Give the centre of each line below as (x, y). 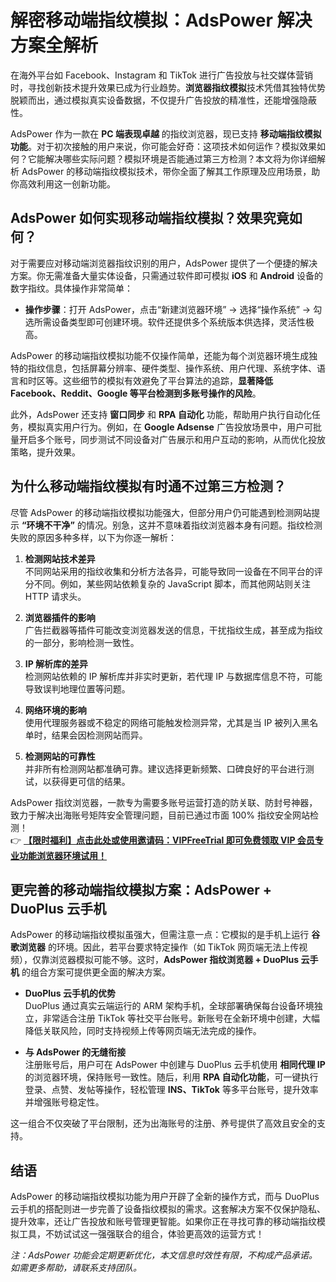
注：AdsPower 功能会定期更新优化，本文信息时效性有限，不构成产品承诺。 (164, 1255)
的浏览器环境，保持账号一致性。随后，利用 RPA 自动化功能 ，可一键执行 (171, 1077)
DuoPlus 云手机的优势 (70, 993)
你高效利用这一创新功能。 (63, 183)
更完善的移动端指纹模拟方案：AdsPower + (141, 889)
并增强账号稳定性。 (64, 1102)
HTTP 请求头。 (55, 596)
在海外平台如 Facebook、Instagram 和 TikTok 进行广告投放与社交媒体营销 (161, 75)
